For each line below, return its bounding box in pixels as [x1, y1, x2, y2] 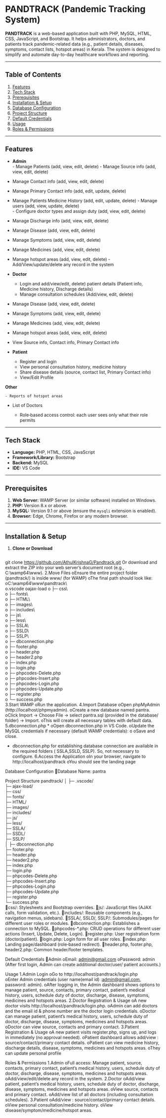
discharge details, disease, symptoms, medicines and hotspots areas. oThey [5, 1045, 161, 1051]
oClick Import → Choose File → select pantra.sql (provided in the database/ [5, 712, 159, 718]
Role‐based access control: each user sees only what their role [19, 412, 148, 418]
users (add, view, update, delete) [12, 202, 80, 209]
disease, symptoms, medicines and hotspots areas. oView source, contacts [5, 1086, 159, 1092]
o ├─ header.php [5, 649, 40, 655]
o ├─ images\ [5, 601, 33, 607]
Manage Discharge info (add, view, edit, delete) [12, 217, 109, 224]
